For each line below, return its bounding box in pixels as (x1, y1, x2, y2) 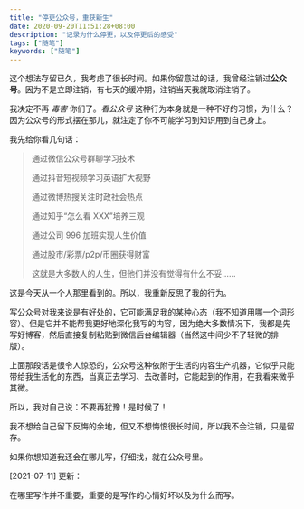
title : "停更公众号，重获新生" (9, 13, 114, 23)
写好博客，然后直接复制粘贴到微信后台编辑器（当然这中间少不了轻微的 (9, 329, 271, 340)
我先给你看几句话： (9, 134, 81, 145)
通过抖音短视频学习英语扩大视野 (31, 173, 151, 184)
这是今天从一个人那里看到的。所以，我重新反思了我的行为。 (9, 287, 232, 298)
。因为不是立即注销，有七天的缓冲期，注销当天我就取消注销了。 (17, 84, 255, 95)
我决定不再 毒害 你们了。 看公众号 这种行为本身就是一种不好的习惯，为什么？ (9, 103, 294, 114)
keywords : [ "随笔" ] (9, 47, 81, 56)
